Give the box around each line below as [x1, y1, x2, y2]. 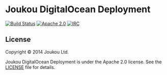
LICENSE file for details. [5, 64, 55, 70]
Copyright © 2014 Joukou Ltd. [5, 48, 69, 55]
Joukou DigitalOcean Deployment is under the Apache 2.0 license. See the [5, 59, 162, 65]
